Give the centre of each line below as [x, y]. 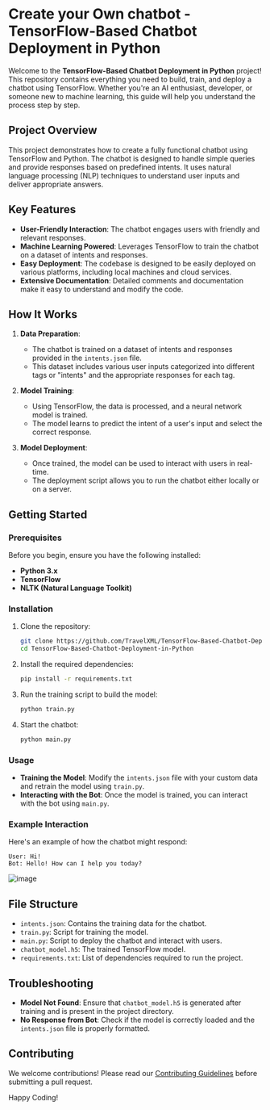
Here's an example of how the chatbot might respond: [98, 842]
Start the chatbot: [49, 724]
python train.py [47, 709]
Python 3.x [39, 571]
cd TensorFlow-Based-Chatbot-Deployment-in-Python [107, 649]
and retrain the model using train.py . [82, 786]
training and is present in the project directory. [97, 1011]
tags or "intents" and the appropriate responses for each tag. [133, 375]
